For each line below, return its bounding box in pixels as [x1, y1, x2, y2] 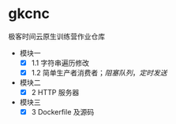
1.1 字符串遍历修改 [31, 58, 89, 67]
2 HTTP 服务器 [31, 88, 80, 97]
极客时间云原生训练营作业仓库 [8, 31, 105, 41]
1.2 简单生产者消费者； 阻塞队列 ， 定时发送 [31, 68, 167, 77]
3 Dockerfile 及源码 [31, 108, 95, 117]
